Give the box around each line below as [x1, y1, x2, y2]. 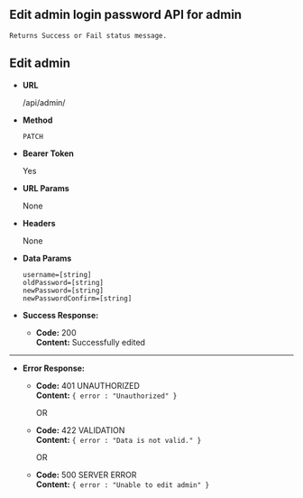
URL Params [22, 182, 69, 193]
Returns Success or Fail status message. [9, 31, 168, 40]
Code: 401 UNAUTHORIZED [35, 380, 140, 391]
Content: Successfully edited [35, 337, 146, 347]
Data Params [22, 253, 72, 263]
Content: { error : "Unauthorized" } [35, 390, 178, 401]
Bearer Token [22, 148, 75, 159]
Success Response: [22, 309, 99, 320]
